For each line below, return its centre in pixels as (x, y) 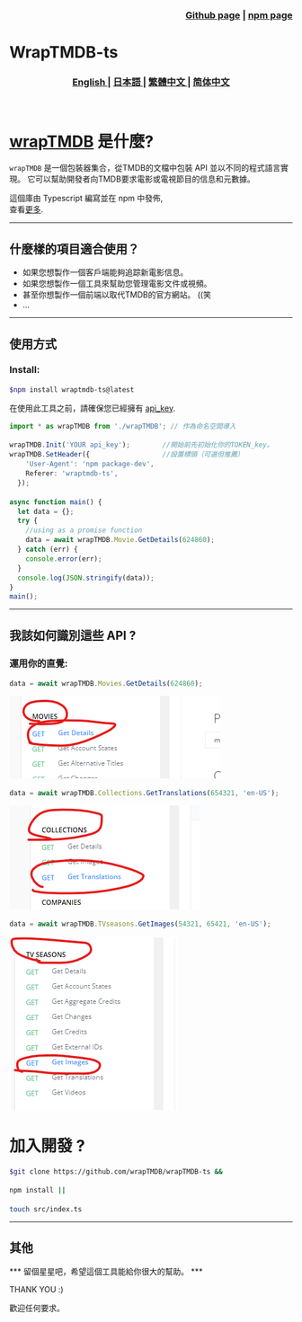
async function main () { (56, 502)
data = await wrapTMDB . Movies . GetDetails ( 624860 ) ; (106, 684)
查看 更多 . (27, 209)
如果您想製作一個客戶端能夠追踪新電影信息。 (105, 272)
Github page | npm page (239, 15)
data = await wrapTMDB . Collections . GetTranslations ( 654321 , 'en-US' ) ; (144, 793)
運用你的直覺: (39, 663)
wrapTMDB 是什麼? (82, 142)
